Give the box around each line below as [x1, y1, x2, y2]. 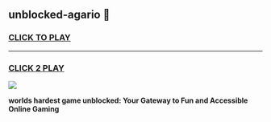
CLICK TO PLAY [8, 32, 71, 43]
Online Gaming [8, 104, 60, 113]
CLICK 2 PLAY [8, 62, 65, 73]
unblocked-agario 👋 [8, 8, 110, 22]
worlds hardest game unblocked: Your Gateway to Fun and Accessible [8, 96, 248, 105]
